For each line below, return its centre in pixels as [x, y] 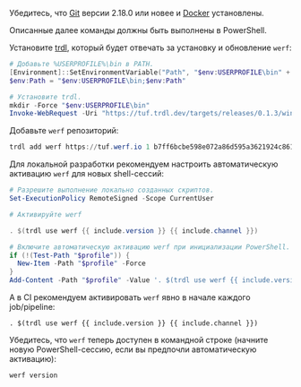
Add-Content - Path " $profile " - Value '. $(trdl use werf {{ [124, 280]
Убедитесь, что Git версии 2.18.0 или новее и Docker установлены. [137, 13]
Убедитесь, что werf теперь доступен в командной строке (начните [139, 340]
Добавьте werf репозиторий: [64, 131]
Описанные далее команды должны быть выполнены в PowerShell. [138, 30]
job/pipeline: [32, 307]
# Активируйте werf [46, 214]
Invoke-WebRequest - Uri [54, 114]
